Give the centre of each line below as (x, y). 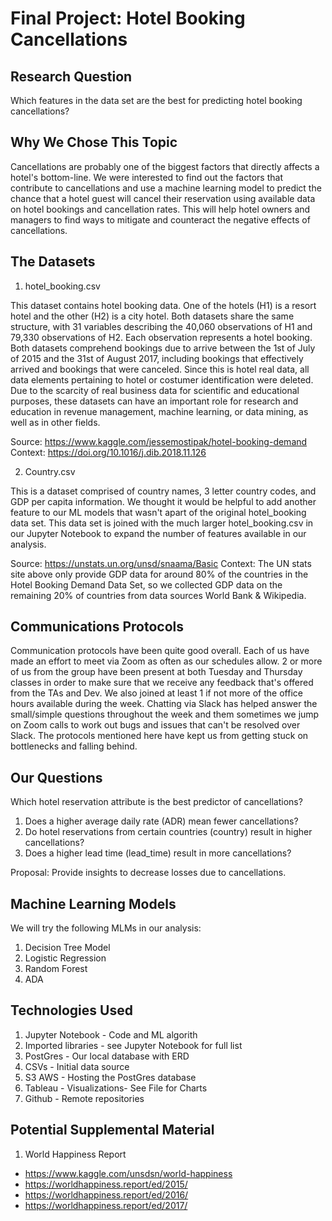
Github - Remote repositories (84, 1098)
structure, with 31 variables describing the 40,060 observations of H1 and (161, 326)
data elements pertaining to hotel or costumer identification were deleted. (162, 379)
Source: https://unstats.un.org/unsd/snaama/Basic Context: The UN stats (161, 563)
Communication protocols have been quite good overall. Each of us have (160, 651)
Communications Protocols (97, 627)
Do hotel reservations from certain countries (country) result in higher (168, 832)
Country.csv (50, 471)
